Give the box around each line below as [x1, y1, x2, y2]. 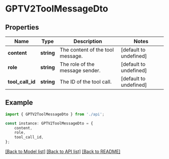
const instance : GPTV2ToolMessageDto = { [5, 121, 94, 126]
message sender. [59, 67, 101, 74]
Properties [5, 23, 39, 32]
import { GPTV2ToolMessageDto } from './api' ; [5, 111, 105, 117]
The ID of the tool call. [59, 78, 112, 85]
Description [73, 38, 102, 45]
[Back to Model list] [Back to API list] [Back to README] [5, 148, 121, 154]
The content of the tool [59, 46, 114, 53]
